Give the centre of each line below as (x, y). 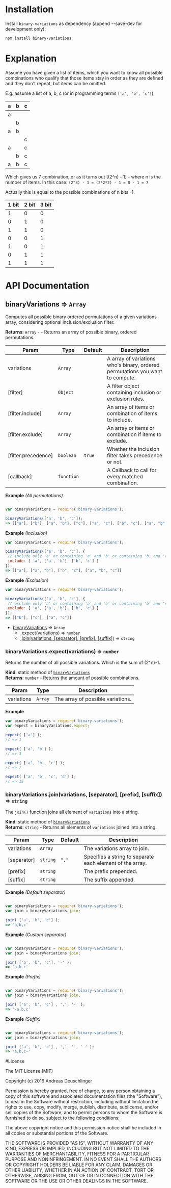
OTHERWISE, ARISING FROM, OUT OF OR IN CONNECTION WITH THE (79, 1176)
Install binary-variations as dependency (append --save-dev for (74, 23)
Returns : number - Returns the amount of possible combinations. (73, 678)
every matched (125, 476)
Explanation (31, 58)
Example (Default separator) (35, 892)
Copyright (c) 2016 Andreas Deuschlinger (49, 1081)
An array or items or (131, 428)
